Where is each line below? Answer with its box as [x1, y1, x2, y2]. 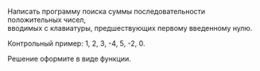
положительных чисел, [7, 15, 87, 24]
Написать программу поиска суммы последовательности [7, 7, 206, 16]
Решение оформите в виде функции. [7, 54, 132, 63]
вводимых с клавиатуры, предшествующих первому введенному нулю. [7, 24, 253, 32]
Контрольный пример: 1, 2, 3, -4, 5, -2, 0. [7, 39, 146, 48]
